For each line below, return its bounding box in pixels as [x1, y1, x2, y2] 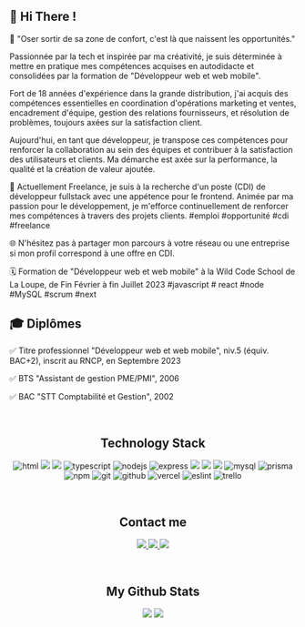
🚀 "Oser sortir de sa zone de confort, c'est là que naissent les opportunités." [9, 33, 296, 44]
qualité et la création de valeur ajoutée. [9, 163, 156, 174]
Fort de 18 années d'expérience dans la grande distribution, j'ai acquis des [9, 87, 289, 98]
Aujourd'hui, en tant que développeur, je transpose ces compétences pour [9, 134, 289, 146]
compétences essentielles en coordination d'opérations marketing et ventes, [9, 97, 297, 108]
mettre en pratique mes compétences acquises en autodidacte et [9, 60, 255, 71]
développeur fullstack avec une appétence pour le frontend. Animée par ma [9, 190, 294, 201]
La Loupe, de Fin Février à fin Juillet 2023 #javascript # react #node [9, 278, 265, 289]
